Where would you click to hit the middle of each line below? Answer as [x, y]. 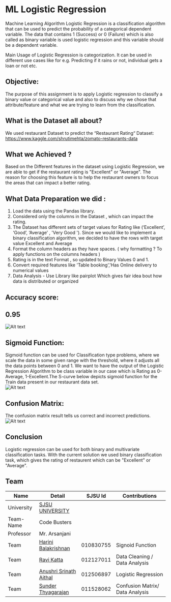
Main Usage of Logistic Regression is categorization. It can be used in [78, 55]
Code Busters [55, 522]
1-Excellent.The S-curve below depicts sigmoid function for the [91, 377]
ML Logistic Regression [56, 9]
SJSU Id [96, 496]
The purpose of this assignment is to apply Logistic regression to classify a [84, 94]
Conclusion [24, 437]
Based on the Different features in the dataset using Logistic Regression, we [85, 167]
